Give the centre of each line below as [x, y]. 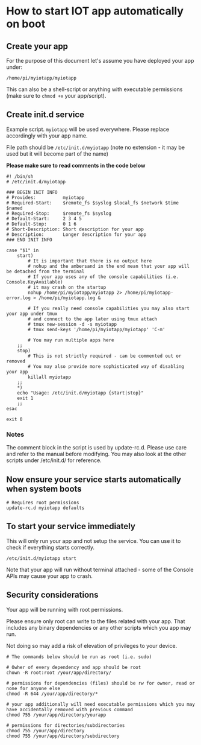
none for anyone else [33, 688]
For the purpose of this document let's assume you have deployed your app [100, 61]
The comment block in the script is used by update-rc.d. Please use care [97, 448]
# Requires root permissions [43, 502]
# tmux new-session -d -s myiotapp [73, 324]
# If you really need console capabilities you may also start [109, 308]
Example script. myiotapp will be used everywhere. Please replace [88, 129]
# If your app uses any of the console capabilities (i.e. [104, 277]
